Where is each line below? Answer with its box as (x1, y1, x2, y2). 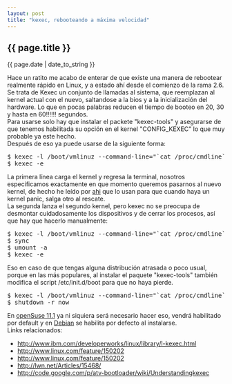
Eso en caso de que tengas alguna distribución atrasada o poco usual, (7, 263, 207, 272)
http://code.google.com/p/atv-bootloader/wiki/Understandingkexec (17, 369, 210, 377)
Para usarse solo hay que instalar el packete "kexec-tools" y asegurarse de (7, 118, 222, 126)
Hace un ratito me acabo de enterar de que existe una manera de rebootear (7, 74, 222, 82)
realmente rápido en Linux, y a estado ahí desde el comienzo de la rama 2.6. (7, 81, 224, 90)
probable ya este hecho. (7, 132, 77, 141)
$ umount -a (7, 244, 48, 252)
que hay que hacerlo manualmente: (7, 216, 108, 225)
